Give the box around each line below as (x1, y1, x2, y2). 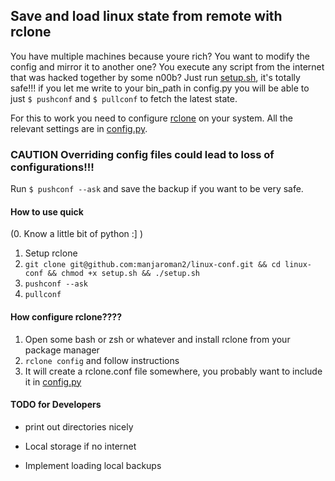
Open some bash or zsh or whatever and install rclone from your (24, 333, 291, 345)
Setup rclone (24, 247, 78, 259)
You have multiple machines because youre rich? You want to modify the (10, 50, 311, 62)
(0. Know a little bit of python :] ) (10, 228, 144, 240)
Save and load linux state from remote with (10, 8, 283, 25)
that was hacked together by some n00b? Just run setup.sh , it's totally (10, 71, 301, 83)
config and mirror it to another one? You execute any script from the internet (10, 60, 325, 73)
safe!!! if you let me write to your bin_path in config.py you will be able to (10, 82, 310, 94)
